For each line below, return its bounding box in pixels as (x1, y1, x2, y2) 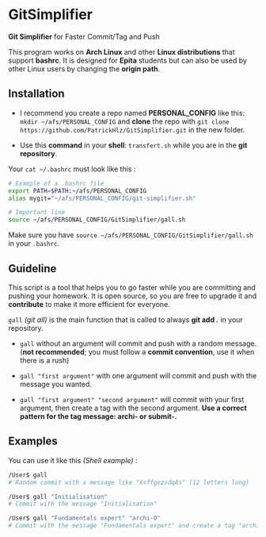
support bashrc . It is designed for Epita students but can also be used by (8, 56, 248, 65)
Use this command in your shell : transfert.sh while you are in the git (19, 140, 248, 150)
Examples (8, 435, 58, 448)
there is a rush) (19, 355, 70, 365)
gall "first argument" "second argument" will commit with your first (19, 394, 245, 404)
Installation (8, 87, 65, 101)
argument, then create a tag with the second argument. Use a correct (19, 403, 247, 412)
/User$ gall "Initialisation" (8, 493, 108, 501)
